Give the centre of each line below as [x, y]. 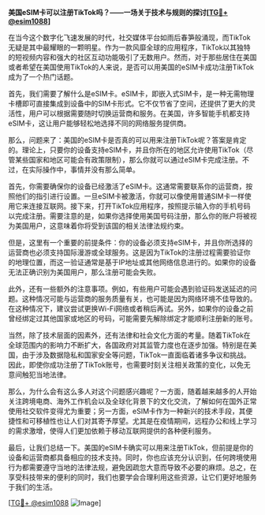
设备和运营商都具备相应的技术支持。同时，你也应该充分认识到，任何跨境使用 [132, 457]
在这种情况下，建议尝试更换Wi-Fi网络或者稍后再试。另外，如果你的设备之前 [131, 308]
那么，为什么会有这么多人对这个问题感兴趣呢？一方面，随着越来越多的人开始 [132, 391]
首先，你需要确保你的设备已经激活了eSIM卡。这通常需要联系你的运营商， [127, 186]
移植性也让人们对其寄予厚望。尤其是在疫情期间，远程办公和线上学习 [146, 421]
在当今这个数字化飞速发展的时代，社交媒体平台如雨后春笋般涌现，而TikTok [129, 37]
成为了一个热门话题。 [43, 77]
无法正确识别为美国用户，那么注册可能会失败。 [84, 272]
